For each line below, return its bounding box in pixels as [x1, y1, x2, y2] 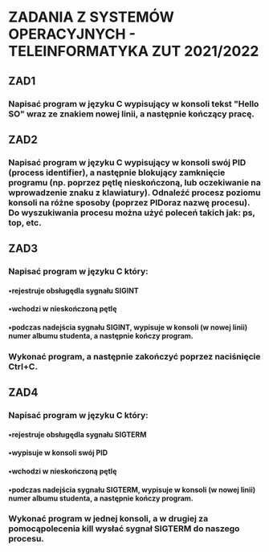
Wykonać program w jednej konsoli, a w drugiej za [8, 513, 209, 525]
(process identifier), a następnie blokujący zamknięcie [8, 167, 226, 178]
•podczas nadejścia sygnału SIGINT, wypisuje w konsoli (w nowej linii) [8, 322, 247, 332]
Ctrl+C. [8, 361, 39, 372]
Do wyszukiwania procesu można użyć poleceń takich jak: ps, [8, 207, 255, 218]
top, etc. [8, 217, 42, 228]
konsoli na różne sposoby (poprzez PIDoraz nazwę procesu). [8, 197, 251, 208]
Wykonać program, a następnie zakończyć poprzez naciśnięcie [8, 351, 261, 362]
